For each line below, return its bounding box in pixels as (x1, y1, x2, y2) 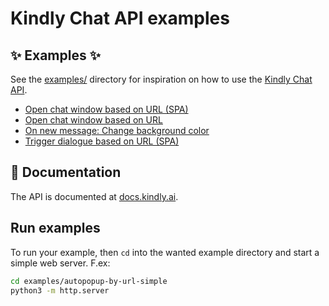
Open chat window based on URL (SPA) (24, 103, 189, 115)
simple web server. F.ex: (10, 257, 111, 269)
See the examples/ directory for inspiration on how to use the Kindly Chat (10, 73, 313, 85)
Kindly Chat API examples (10, 7, 230, 30)
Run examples (10, 220, 101, 237)
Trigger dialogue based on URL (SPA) (24, 135, 180, 147)
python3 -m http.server (10, 285, 110, 296)
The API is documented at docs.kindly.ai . (10, 190, 179, 202)
